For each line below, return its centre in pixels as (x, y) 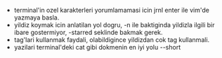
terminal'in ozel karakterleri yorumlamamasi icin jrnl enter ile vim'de (111, 10)
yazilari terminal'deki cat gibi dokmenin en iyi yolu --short (97, 47)
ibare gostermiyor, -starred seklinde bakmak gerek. (88, 32)
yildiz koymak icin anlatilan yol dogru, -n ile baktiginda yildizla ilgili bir (114, 25)
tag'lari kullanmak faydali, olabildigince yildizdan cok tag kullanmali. (112, 40)
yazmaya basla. (37, 17)
